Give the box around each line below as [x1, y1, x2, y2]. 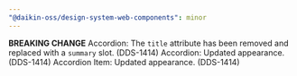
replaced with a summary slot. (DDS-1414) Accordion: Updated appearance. [8, 46, 285, 58]
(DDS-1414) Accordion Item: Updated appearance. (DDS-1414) [8, 56, 240, 67]
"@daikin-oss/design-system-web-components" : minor [8, 13, 207, 22]
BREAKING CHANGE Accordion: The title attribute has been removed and [8, 38, 289, 48]
